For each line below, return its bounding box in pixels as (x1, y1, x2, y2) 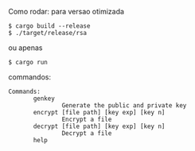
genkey (33, 95, 56, 103)
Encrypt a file (61, 115, 112, 123)
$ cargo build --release (8, 22, 91, 30)
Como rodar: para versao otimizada (8, 7, 125, 16)
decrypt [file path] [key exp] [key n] (33, 122, 166, 130)
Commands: (8, 87, 41, 95)
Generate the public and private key (61, 102, 187, 110)
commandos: (8, 72, 52, 82)
